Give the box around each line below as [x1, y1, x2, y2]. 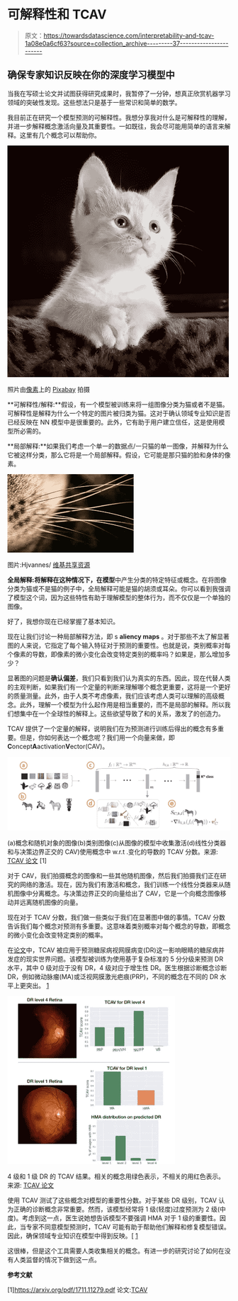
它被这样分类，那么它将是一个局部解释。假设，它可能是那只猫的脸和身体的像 [7, 451, 231, 459]
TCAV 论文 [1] [7, 856, 47, 864]
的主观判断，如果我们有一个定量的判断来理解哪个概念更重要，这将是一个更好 [7, 682, 231, 691]
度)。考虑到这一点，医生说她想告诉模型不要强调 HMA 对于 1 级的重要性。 [7, 1213, 220, 1222]
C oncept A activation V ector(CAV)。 [7, 742, 109, 750]
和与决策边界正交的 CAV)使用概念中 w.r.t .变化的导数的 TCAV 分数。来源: [7, 847, 218, 856]
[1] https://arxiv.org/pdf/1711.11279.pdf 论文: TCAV [7, 1285, 148, 1294]
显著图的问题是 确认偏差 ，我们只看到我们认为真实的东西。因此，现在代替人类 [7, 674, 231, 682]
